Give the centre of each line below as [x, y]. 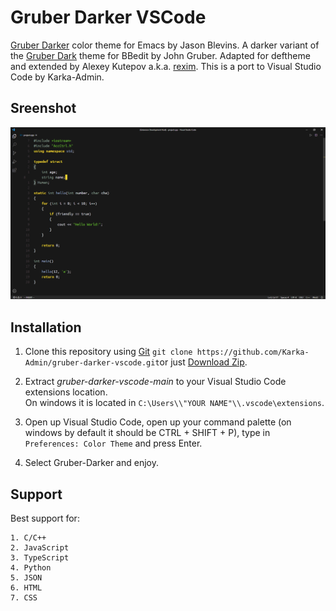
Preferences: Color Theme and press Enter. [113, 443]
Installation [46, 327]
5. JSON [26, 578]
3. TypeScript [40, 558]
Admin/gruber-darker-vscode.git [92, 363]
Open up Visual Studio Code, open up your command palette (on [158, 422]
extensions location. [66, 392]
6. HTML [26, 588]
